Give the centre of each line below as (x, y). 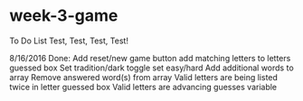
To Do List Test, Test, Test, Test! (69, 41)
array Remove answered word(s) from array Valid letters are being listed (144, 77)
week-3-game (64, 16)
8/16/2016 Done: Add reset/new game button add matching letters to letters (150, 58)
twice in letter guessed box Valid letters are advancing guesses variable (143, 87)
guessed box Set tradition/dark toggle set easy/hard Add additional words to (151, 68)
